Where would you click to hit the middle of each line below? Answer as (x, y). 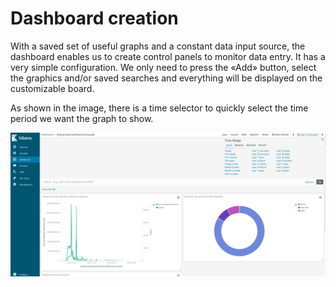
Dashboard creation (94, 18)
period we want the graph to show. (82, 118)
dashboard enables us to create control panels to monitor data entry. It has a (168, 56)
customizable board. (52, 88)
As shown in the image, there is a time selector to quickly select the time (159, 108)
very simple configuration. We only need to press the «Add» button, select (163, 67)
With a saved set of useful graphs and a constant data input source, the (158, 46)
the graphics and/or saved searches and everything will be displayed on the (166, 78)
